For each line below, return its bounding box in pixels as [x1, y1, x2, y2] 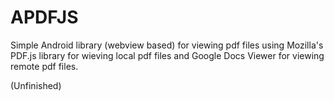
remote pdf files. [10, 60, 79, 72]
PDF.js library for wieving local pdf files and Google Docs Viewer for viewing [10, 49, 325, 61]
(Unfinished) [10, 79, 62, 91]
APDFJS [10, 6, 79, 29]
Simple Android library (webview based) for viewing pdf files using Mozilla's [10, 39, 324, 51]
